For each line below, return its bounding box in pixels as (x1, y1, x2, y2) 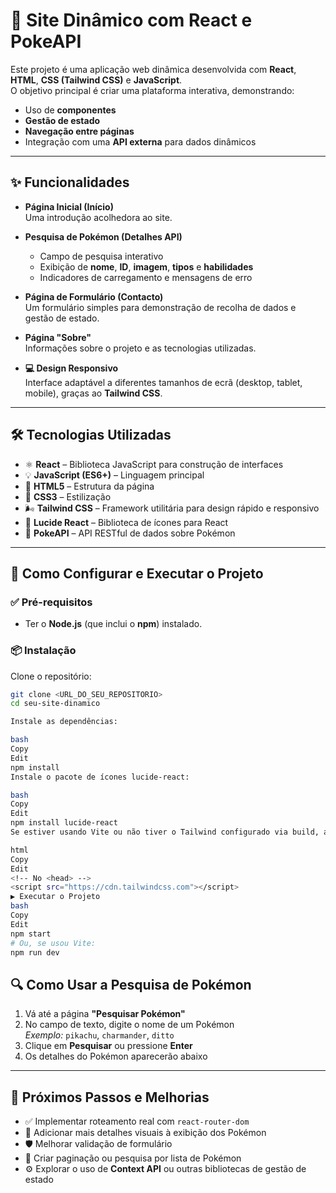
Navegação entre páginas (24, 125, 135, 137)
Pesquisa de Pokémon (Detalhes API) (24, 230, 183, 243)
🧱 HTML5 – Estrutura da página (24, 480, 155, 492)
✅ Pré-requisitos (10, 595, 93, 609)
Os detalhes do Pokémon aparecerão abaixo (24, 1050, 208, 1063)
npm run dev (10, 947, 60, 958)
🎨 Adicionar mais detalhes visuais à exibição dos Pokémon (24, 1127, 267, 1139)
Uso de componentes (24, 104, 117, 116)
